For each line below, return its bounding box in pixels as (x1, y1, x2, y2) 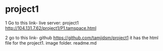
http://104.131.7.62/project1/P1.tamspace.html (5, 25, 97, 31)
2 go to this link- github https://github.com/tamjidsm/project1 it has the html (5, 35, 159, 41)
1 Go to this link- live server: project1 (5, 20, 79, 26)
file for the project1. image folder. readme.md (5, 40, 97, 46)
